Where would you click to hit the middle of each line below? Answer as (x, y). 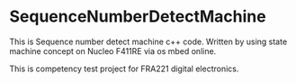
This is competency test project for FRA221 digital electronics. (124, 69)
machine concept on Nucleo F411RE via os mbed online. (113, 51)
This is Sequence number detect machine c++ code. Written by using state (148, 41)
